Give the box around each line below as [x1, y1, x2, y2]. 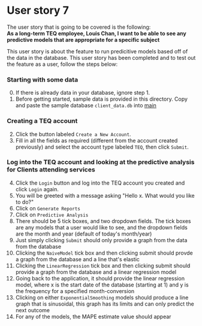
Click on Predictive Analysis [15, 211, 89, 218]
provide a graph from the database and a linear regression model [15, 268, 176, 276]
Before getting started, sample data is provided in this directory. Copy [15, 95, 188, 102]
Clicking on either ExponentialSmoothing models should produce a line [15, 294, 189, 301]
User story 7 [7, 4, 70, 17]
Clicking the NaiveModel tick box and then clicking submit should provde [15, 249, 194, 256]
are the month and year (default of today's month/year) [15, 230, 152, 237]
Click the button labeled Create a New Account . [15, 130, 131, 138]
